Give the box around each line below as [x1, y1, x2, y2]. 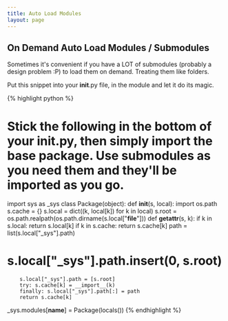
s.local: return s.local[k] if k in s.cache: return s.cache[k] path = [7, 222, 188, 230]
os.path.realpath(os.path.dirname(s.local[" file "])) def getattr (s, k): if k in [7, 214, 212, 222]
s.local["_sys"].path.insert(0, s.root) [7, 253, 222, 269]
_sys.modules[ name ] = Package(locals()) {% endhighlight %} [7, 306, 181, 314]
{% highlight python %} [7, 94, 74, 103]
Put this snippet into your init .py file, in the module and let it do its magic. [7, 81, 215, 90]
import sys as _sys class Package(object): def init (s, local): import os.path [7, 200, 218, 208]
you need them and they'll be [7, 163, 177, 178]
